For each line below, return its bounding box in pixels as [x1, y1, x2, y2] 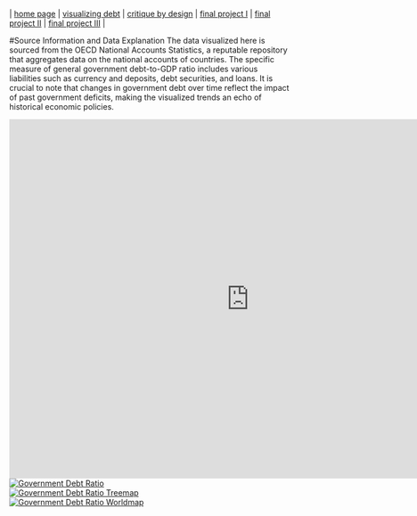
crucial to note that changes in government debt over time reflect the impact [9, 83, 290, 93]
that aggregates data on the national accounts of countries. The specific [9, 54, 274, 64]
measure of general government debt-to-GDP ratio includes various [9, 63, 258, 74]
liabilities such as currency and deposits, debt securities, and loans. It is [9, 73, 274, 84]
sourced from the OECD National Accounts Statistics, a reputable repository [9, 45, 288, 55]
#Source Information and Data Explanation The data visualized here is [9, 36, 266, 45]
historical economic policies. [9, 102, 114, 111]
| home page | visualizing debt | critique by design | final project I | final [9, 9, 271, 19]
